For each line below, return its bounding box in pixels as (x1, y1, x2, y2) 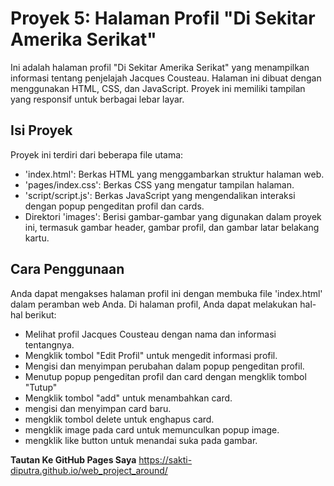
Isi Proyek (10, 122, 73, 139)
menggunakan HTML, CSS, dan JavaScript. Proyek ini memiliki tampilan (10, 82, 306, 94)
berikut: (24, 308, 57, 321)
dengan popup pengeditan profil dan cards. (24, 200, 205, 212)
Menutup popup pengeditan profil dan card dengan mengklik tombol (24, 370, 307, 382)
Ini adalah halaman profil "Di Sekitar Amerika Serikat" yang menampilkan (10, 61, 310, 73)
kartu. (24, 232, 50, 244)
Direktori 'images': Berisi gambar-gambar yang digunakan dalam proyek (24, 210, 322, 222)
